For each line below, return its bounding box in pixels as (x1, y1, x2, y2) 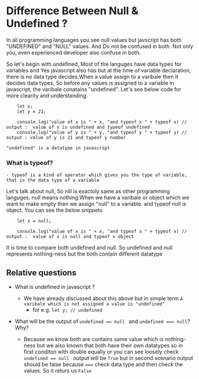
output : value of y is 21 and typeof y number (6, 135, 127, 141)
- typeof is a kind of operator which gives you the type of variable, (6, 172, 187, 179)
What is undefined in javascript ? (14, 284, 95, 291)
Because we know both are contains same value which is (23, 336, 164, 343)
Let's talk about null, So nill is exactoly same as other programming (6, 188, 170, 195)
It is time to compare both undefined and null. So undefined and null (6, 244, 173, 251)
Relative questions (6, 267, 77, 278)
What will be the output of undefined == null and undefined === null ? (14, 318, 191, 325)
